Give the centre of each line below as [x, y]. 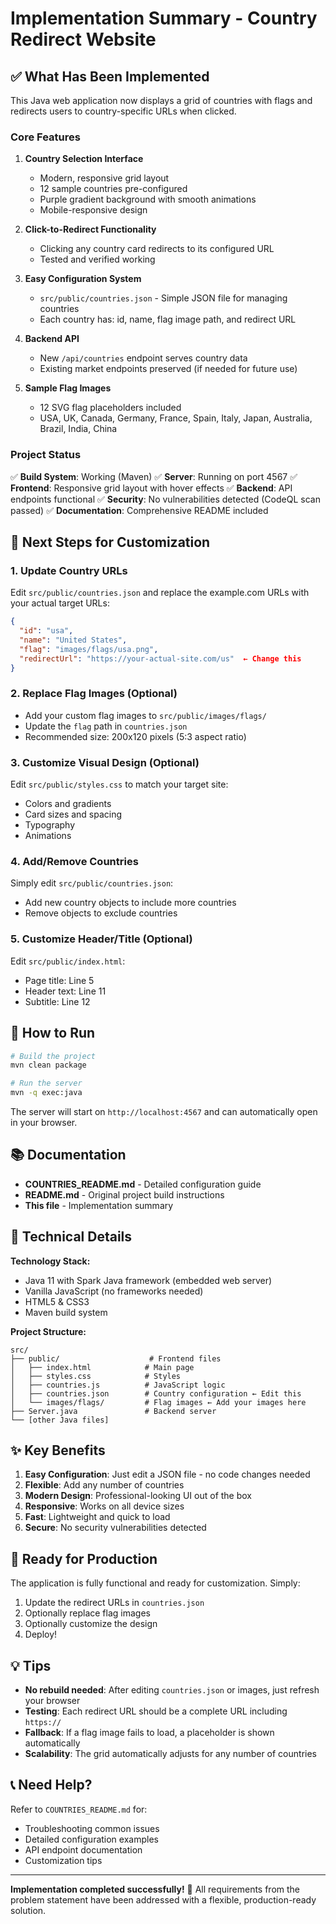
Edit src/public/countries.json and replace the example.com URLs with [160, 593]
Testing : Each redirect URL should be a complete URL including [156, 1711]
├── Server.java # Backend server [113, 1411]
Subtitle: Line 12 [57, 1001]
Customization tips [63, 1860]
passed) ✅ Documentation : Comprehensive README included [139, 510]
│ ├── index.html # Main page [102, 1367]
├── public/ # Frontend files [116, 1358]
